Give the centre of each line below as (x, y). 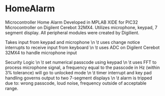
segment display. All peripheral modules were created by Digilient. (72, 32)
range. (12, 88)
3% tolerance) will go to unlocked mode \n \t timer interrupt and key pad (78, 72)
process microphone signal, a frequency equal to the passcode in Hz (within (82, 67)
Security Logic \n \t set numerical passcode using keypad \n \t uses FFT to (81, 62)
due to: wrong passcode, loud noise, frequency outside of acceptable (76, 83)
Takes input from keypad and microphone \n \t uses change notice (73, 42)
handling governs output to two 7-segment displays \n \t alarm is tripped (79, 78)
